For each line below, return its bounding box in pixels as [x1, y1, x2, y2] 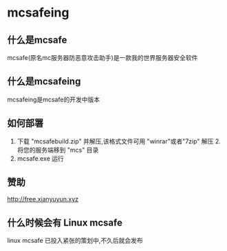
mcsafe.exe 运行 [17, 154, 64, 163]
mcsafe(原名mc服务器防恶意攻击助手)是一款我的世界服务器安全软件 [7, 54, 198, 61]
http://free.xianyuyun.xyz [7, 195, 79, 203]
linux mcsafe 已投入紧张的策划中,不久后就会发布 [7, 237, 143, 245]
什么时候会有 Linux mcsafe [7, 217, 122, 228]
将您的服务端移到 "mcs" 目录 [17, 145, 99, 154]
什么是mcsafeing [7, 76, 81, 88]
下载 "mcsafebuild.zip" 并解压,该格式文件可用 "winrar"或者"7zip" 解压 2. [17, 137, 221, 145]
